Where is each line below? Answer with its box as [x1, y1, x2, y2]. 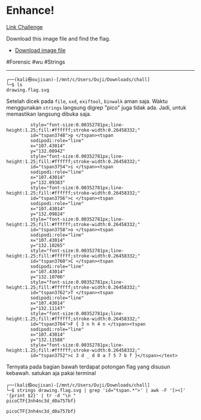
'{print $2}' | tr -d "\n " [6, 392, 77, 398]
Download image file [14, 46, 66, 54]
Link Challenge [6, 23, 43, 31]
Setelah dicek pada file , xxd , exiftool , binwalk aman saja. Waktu [6, 97, 168, 105]
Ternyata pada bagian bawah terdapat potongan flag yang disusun [6, 363, 170, 370]
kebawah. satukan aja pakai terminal [6, 369, 96, 376]
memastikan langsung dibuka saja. [6, 110, 92, 117]
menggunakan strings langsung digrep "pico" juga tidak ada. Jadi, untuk [6, 104, 187, 111]
